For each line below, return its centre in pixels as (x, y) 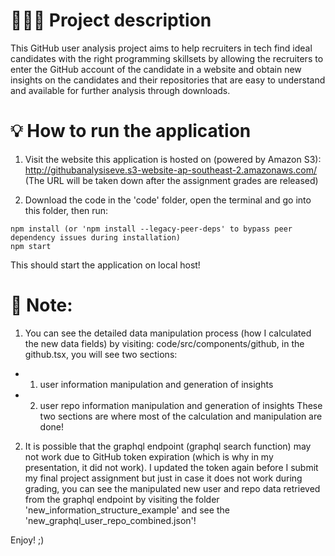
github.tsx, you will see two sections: (101, 354)
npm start (31, 246)
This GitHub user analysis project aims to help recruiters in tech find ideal (161, 48)
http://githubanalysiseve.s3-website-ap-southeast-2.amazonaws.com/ (170, 170)
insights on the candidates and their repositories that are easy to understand (168, 80)
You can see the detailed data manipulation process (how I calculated (168, 333)
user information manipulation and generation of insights (156, 384)
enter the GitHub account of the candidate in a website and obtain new (156, 69)
